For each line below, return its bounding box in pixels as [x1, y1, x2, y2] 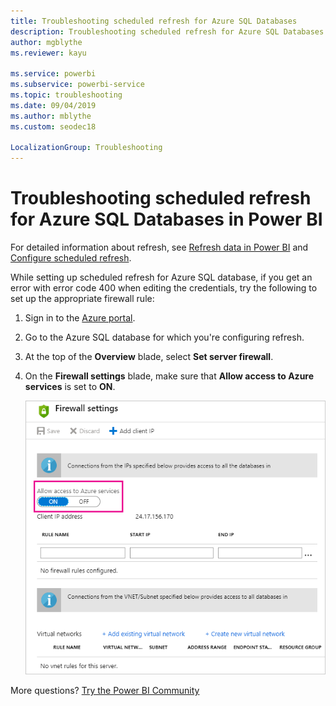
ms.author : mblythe [10, 111, 92, 121]
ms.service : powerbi [10, 69, 97, 79]
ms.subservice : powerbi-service [10, 80, 145, 90]
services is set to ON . [24, 381, 116, 393]
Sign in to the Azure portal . [24, 312, 136, 324]
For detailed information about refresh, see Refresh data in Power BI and [10, 241, 309, 254]
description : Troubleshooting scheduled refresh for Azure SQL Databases [10, 26, 325, 37]
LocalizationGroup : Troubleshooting [10, 143, 163, 153]
